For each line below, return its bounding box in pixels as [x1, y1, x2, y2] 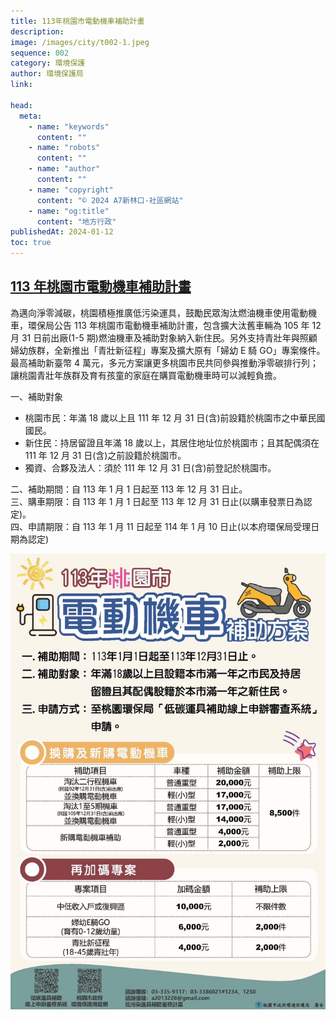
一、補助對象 [10, 390, 63, 402]
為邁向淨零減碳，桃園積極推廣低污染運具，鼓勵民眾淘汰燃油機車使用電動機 [10, 306, 317, 319]
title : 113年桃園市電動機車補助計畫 [10, 16, 145, 26]
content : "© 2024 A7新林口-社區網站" [36, 195, 184, 205]
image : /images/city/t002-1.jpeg [10, 37, 150, 47]
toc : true [10, 238, 52, 248]
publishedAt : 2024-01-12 [10, 227, 114, 237]
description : [10, 26, 65, 37]
